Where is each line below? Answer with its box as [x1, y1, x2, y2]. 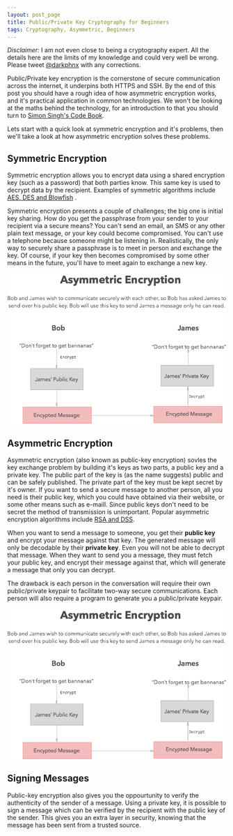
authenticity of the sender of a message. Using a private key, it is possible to [7, 798, 227, 807]
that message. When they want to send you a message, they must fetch [7, 551, 213, 560]
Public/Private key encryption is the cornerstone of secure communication [7, 74, 220, 83]
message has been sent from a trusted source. [7, 821, 141, 829]
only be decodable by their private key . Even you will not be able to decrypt [7, 544, 225, 552]
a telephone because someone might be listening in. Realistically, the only [7, 237, 219, 245]
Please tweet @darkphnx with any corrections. [7, 61, 141, 69]
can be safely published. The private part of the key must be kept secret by [7, 478, 223, 486]
